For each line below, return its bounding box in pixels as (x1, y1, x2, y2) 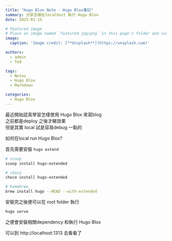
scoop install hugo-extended (5, 161, 68, 166)
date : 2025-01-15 (5, 17, 42, 22)
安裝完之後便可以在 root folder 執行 (5, 199, 79, 205)
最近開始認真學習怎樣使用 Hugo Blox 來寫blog (5, 111, 102, 118)
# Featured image (5, 26, 42, 31)
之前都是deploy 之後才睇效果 (5, 118, 66, 124)
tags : (5, 69, 17, 74)
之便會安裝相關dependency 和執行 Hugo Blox (5, 218, 101, 225)
